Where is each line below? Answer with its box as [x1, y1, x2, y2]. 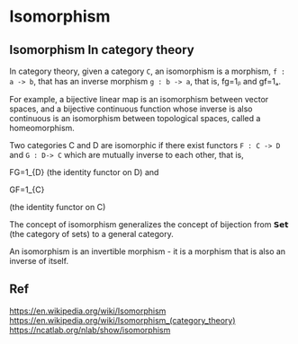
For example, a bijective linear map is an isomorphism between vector [9, 94, 269, 104]
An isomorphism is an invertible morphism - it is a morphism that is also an [9, 246, 286, 257]
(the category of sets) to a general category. [9, 229, 174, 239]
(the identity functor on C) [9, 202, 106, 212]
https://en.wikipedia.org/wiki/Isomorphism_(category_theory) [9, 314, 236, 325]
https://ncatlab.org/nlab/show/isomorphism [9, 324, 171, 335]
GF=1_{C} [9, 184, 45, 195]
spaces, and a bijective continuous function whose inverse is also [9, 103, 253, 114]
